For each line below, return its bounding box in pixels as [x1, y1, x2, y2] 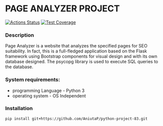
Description [5, 32, 34, 39]
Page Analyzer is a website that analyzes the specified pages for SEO [5, 43, 148, 49]
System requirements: [5, 76, 61, 83]
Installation [5, 105, 33, 112]
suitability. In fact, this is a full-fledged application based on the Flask [5, 48, 148, 54]
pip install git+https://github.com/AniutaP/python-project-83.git [5, 116, 148, 121]
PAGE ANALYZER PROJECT [5, 3, 120, 14]
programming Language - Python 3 [12, 87, 85, 93]
